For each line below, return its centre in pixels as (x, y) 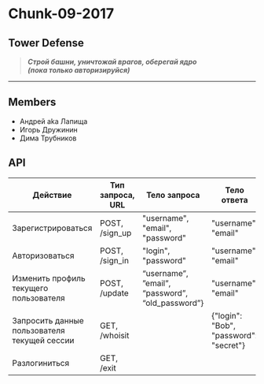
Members (32, 102)
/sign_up (115, 233)
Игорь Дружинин (48, 129)
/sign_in (114, 260)
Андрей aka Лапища (53, 121)
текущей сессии (43, 340)
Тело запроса (173, 195)
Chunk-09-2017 (61, 14)
